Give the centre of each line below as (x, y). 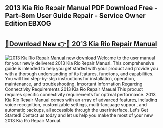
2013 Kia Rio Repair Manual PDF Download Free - (81, 8)
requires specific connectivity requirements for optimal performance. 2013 (80, 94)
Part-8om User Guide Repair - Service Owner (75, 16)
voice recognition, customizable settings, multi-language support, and (76, 105)
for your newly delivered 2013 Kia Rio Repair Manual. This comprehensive (80, 63)
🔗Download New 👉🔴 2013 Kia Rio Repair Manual (81, 44)
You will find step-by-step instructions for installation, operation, (70, 79)
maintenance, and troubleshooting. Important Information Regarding (74, 84)
